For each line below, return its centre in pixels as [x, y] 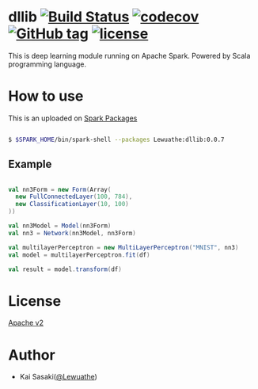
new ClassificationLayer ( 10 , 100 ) [72, 204]
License [35, 301]
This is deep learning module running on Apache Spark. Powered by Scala [129, 55]
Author [32, 355]
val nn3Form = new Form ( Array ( [60, 189]
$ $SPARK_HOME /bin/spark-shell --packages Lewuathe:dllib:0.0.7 [116, 139]
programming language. [47, 64]
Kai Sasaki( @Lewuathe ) [58, 377]
